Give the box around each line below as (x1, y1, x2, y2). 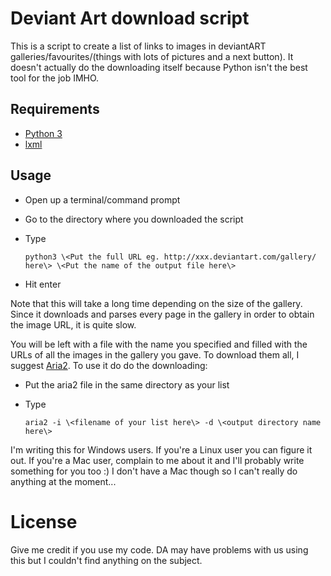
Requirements (10, 101, 100, 118)
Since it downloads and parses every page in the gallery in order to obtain (10, 308, 315, 320)
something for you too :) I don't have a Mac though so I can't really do (10, 465, 298, 477)
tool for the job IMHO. (10, 72, 100, 84)
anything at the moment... (10, 475, 117, 487)
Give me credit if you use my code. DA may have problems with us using (10, 543, 309, 556)
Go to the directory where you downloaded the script (24, 213, 244, 225)
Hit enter (24, 278, 62, 290)
